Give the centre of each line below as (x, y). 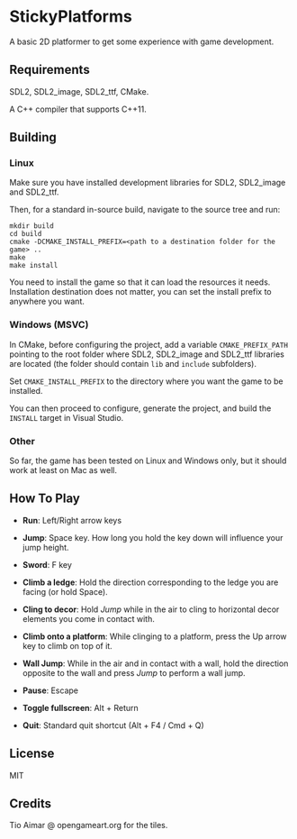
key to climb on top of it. (67, 645)
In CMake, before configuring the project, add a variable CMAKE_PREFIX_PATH (148, 344)
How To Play (45, 499)
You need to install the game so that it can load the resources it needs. (140, 282)
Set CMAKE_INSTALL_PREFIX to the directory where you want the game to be (146, 381)
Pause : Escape (50, 690)
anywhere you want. (47, 301)
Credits (31, 804)
